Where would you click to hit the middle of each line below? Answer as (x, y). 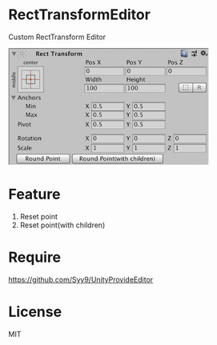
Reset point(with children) (62, 225)
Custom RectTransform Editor (57, 37)
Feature (34, 195)
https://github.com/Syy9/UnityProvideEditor (81, 279)
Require (35, 257)
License (35, 312)
